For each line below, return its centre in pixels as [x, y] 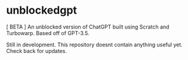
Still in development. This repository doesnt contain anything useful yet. [95, 45]
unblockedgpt [42, 10]
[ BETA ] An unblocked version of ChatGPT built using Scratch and [88, 27]
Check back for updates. [37, 50]
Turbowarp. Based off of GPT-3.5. [48, 33]
